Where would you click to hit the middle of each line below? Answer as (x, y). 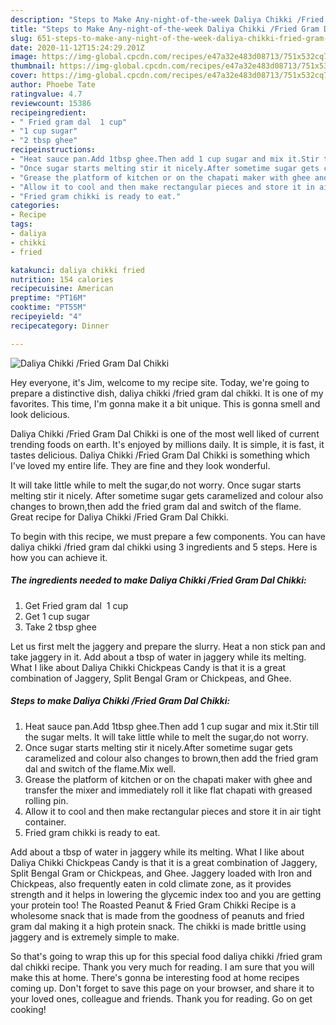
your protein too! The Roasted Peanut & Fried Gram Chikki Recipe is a (153, 905)
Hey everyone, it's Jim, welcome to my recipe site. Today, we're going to (160, 382)
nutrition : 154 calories (62, 279)
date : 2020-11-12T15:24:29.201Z (77, 47)
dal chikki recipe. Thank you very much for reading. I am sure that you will (162, 967)
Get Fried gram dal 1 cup (76, 605)
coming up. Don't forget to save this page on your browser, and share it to (162, 988)
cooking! (28, 1009)
